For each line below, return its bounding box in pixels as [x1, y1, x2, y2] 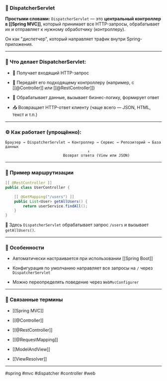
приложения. [5, 41, 33, 47]
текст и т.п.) [12, 112, 38, 118]
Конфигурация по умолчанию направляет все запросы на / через [12, 265, 153, 271]
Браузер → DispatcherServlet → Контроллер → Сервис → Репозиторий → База [5, 139, 162, 145]
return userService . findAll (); [23, 204, 88, 209]
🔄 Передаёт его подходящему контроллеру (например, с [12, 79, 134, 85]
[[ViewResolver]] [12, 356, 47, 362]
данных [5, 144, 19, 149]
